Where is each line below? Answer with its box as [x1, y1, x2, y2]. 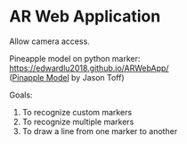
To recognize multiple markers [21, 116, 134, 127]
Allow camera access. [9, 36, 91, 47]
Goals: [9, 89, 33, 100]
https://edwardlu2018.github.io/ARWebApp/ [9, 63, 169, 73]
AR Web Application [9, 6, 161, 27]
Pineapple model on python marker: [9, 53, 141, 64]
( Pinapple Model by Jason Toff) [9, 72, 125, 82]
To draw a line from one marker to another [21, 125, 178, 136]
